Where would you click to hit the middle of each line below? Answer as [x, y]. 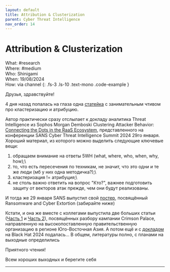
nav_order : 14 [20, 24]
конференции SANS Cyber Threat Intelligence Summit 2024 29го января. [83, 135]
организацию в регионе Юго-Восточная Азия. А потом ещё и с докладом [85, 229]
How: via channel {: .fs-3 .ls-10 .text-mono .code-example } [67, 84]
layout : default [22, 10]
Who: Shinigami [22, 74]
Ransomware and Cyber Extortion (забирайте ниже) [60, 203]
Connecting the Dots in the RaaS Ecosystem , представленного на [74, 130]
